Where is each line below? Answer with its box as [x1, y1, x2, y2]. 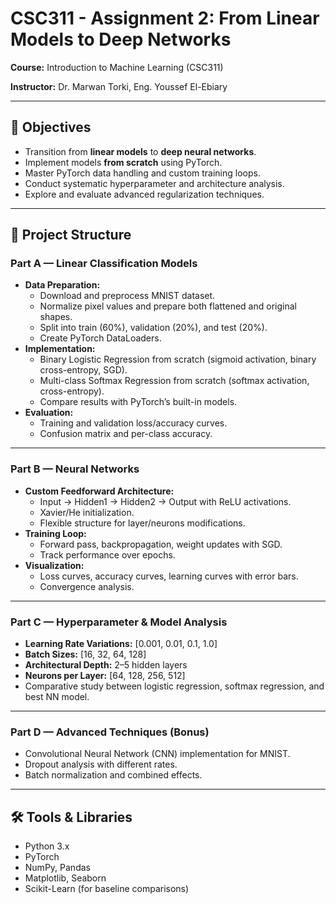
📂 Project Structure [10, 227, 132, 244]
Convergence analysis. [39, 580, 135, 592]
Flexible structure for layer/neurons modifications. [39, 517, 246, 529]
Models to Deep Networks [10, 28, 232, 51]
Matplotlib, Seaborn [24, 872, 107, 884]
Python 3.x [24, 840, 70, 852]
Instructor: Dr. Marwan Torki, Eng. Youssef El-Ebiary [10, 80, 228, 92]
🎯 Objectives [10, 119, 92, 136]
